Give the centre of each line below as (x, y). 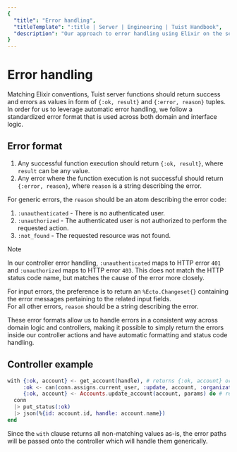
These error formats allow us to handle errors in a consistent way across (113, 320)
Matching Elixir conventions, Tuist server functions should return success (114, 94)
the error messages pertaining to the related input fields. (89, 299)
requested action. (43, 228)
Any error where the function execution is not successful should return (120, 178)
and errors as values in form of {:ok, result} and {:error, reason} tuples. (116, 102)
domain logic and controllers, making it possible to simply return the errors (116, 327)
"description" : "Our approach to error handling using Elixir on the (118, 33)
